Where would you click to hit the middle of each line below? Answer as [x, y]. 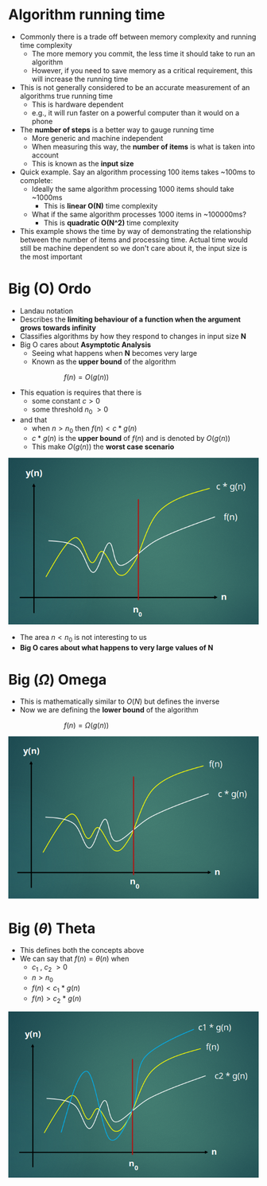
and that [33, 419]
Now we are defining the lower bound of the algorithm [109, 710]
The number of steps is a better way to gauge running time [117, 130]
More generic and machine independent [97, 138]
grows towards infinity [58, 327]
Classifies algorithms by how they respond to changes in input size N [133, 336]
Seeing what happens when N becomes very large [114, 353]
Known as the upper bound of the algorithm [104, 361]
